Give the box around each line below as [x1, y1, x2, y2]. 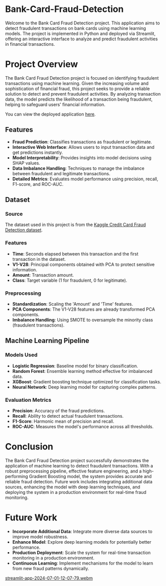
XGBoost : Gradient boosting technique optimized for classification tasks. [12, 378, 162, 384]
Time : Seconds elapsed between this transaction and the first [12, 250, 139, 257]
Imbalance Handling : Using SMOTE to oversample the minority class [12, 317, 153, 323]
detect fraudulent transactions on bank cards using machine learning [5, 25, 146, 31]
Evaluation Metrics [5, 396, 52, 403]
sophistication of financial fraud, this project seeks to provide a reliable [5, 86, 150, 92]
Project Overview [5, 59, 78, 70]
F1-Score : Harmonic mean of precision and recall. [12, 418, 114, 424]
